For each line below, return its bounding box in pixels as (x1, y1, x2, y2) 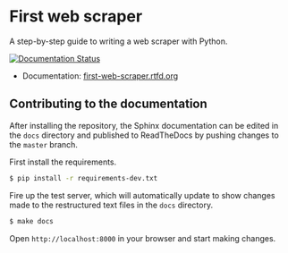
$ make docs (9, 216, 54, 225)
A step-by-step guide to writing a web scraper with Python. (9, 36, 228, 46)
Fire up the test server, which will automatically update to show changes (9, 190, 275, 200)
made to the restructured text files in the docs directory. (9, 199, 213, 210)
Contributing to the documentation (9, 97, 208, 112)
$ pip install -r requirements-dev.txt (9, 173, 158, 182)
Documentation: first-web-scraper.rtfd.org (21, 70, 179, 81)
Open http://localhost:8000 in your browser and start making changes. (9, 232, 276, 243)
